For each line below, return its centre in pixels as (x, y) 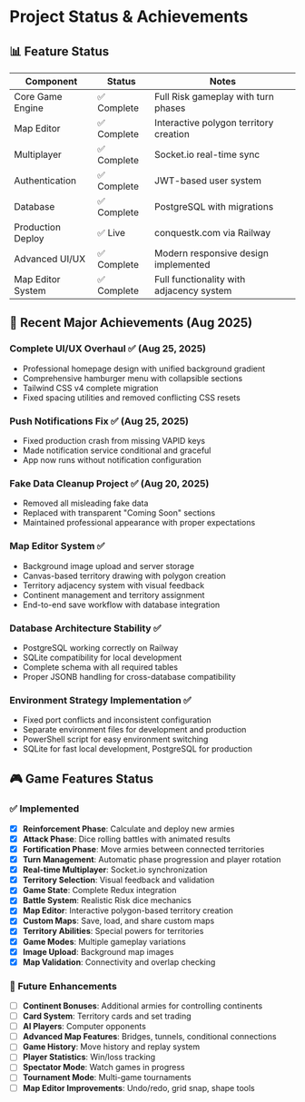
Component (51, 81)
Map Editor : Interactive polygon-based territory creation (128, 910)
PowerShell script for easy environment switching (115, 739)
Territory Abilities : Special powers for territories (113, 931)
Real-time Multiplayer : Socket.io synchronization (115, 870)
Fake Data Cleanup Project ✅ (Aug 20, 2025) (109, 483)
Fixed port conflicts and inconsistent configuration (117, 720)
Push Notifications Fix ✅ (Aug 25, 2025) (99, 421)
